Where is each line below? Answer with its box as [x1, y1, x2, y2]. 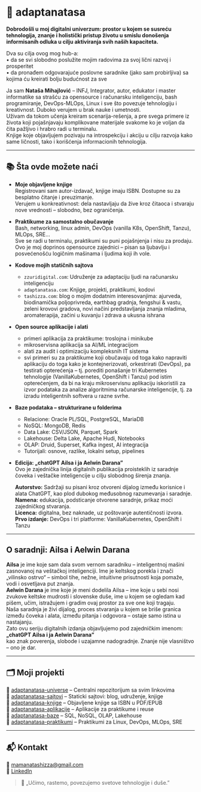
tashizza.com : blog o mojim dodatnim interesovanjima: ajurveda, [23, 292, 182, 299]
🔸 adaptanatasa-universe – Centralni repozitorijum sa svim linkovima [6, 686, 175, 693]
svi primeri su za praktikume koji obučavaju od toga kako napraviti [23, 354, 187, 361]
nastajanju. [6, 618, 33, 626]
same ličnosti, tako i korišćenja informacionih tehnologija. [6, 138, 148, 145]
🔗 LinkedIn [6, 767, 32, 775]
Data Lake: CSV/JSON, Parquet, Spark [23, 428, 118, 435]
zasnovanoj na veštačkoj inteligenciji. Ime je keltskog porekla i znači [6, 567, 173, 574]
